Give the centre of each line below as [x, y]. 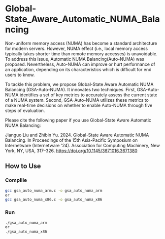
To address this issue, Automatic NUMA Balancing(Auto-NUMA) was [75, 59]
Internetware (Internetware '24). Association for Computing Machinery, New [82, 145]
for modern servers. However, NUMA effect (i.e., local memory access [77, 48]
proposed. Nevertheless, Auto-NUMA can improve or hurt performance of [80, 64]
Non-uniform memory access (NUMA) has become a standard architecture [81, 43]
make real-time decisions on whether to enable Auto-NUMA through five [79, 105]
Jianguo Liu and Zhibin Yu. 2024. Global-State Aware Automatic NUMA [77, 135]
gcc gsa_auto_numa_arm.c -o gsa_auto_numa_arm [54, 191]
